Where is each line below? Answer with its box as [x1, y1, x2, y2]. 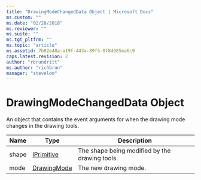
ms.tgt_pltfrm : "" [6, 37, 52, 43]
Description [117, 136, 153, 145]
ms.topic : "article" [6, 43, 58, 49]
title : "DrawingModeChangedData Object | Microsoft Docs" [6, 8, 154, 15]
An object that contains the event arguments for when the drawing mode [6, 116, 185, 123]
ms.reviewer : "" [6, 25, 47, 32]
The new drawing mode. [77, 164, 147, 172]
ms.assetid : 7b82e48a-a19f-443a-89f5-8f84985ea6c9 [6, 48, 135, 54]
